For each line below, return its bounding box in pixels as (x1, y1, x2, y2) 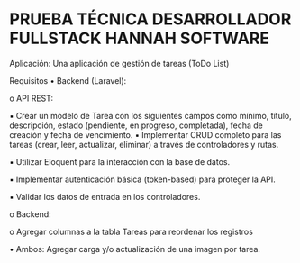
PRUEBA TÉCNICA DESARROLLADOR (9, 9, 292, 30)
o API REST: (9, 93, 54, 104)
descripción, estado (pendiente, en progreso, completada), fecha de (9, 120, 264, 131)
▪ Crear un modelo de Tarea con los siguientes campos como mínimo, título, (9, 110, 292, 121)
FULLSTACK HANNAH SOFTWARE (9, 28, 270, 49)
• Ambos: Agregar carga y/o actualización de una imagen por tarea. (9, 243, 261, 254)
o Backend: (9, 208, 51, 220)
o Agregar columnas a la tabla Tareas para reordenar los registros (9, 226, 254, 237)
